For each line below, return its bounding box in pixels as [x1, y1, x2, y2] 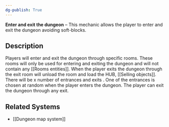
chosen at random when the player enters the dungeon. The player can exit [5, 82, 164, 88]
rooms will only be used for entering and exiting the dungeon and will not [5, 61, 159, 67]
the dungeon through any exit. [5, 88, 69, 94]
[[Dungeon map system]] [12, 116, 66, 122]
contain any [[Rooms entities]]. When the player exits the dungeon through [5, 66, 162, 72]
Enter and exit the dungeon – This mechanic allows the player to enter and [5, 21, 163, 28]
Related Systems [5, 103, 60, 111]
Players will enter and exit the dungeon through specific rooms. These [5, 55, 153, 61]
